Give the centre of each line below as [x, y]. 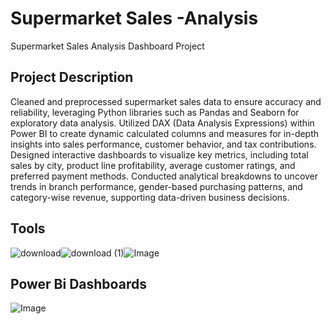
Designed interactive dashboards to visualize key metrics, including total [159, 154]
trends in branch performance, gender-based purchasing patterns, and [156, 186]
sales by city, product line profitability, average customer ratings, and [153, 165]
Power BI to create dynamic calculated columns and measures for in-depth [165, 133]
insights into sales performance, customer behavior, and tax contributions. [163, 144]
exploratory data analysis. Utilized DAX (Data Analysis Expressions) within [162, 123]
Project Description [72, 77]
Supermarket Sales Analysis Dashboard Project [107, 46]
